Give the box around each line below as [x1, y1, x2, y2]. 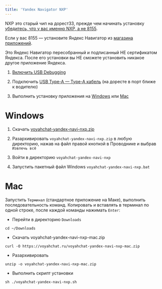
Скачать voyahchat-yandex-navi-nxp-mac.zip [12, 234, 105, 240]
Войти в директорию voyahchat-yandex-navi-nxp [12, 154, 111, 160]
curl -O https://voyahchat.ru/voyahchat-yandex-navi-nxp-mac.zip [5, 243, 140, 249]
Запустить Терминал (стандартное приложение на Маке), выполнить [5, 197, 146, 203]
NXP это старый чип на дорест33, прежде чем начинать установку [5, 20, 145, 26]
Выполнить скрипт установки [12, 270, 74, 276]
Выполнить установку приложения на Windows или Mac [12, 93, 129, 99]
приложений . [5, 40, 32, 46]
